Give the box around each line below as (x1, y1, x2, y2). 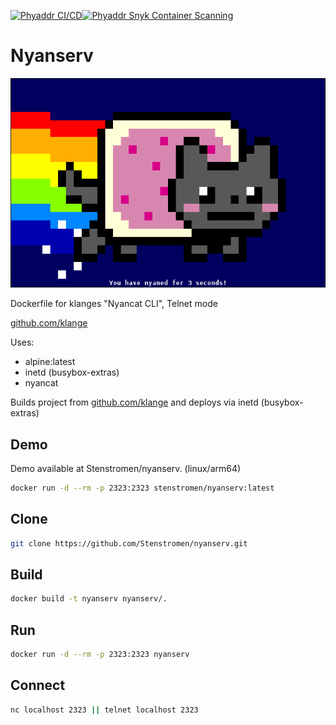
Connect (10, 677, 66, 694)
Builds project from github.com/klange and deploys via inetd (10, 396, 259, 409)
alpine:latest (24, 356, 76, 368)
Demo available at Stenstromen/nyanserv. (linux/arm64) (10, 462, 242, 474)
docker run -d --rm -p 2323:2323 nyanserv (10, 650, 190, 660)
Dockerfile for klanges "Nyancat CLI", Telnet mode (10, 298, 218, 310)
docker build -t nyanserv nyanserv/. (10, 594, 168, 604)
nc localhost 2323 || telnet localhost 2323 (10, 705, 199, 715)
